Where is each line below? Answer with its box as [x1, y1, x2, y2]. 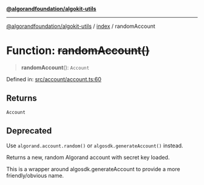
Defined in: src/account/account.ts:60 [6, 75, 102, 82]
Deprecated [6, 126, 52, 136]
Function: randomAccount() [6, 44, 150, 58]
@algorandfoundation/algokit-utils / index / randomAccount [6, 22, 156, 30]
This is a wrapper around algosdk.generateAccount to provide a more [6, 165, 180, 172]
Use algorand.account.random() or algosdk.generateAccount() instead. [6, 142, 183, 149]
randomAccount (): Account [21, 64, 90, 71]
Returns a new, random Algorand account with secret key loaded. [6, 153, 170, 161]
